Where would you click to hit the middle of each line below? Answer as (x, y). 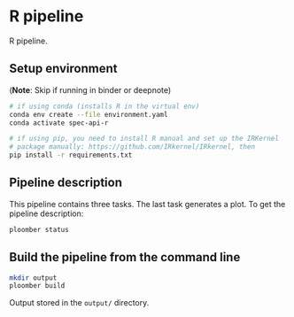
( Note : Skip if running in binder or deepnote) (90, 89)
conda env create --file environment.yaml (89, 114)
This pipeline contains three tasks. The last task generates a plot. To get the (147, 204)
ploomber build (37, 286)
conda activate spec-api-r (59, 123)
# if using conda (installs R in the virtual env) (104, 106)
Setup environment (63, 69)
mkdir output (33, 278)
